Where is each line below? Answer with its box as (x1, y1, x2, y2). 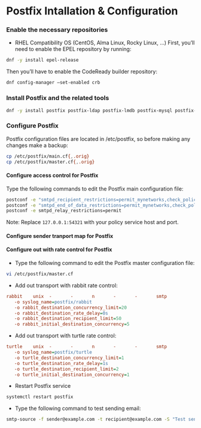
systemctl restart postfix (6, 394, 74, 400)
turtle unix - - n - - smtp (6, 343, 167, 350)
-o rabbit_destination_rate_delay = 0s (14, 310, 109, 316)
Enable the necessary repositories (6, 26, 108, 34)
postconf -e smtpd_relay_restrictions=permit (6, 208, 121, 214)
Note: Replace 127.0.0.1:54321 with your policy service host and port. (6, 219, 179, 226)
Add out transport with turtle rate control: (14, 332, 117, 339)
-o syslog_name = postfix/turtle (14, 349, 93, 355)
